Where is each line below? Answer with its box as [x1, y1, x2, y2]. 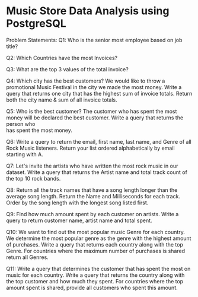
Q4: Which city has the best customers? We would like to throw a [6, 77, 165, 84]
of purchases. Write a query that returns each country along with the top [6, 241, 184, 248]
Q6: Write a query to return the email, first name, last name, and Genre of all [6, 138, 191, 145]
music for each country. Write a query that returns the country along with [6, 271, 185, 279]
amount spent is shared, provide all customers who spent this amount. [6, 284, 178, 291]
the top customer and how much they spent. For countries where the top [6, 277, 184, 285]
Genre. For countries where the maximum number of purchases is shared [6, 247, 186, 254]
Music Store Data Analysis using [6, 4, 170, 18]
